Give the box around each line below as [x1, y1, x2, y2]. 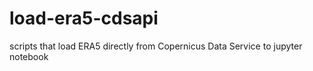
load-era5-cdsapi [9, 7, 159, 30]
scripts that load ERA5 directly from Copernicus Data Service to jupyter [9, 40, 303, 52]
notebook [9, 50, 49, 62]
